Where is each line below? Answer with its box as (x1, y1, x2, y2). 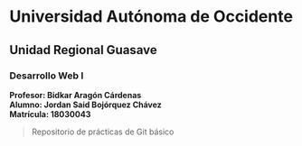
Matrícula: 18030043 (9, 108, 91, 119)
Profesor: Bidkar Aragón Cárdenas (9, 89, 142, 100)
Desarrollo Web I (9, 69, 84, 82)
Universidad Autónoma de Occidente (9, 6, 294, 27)
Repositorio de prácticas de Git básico (31, 126, 175, 137)
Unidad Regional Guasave (9, 42, 157, 58)
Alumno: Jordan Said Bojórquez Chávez (9, 99, 163, 110)
